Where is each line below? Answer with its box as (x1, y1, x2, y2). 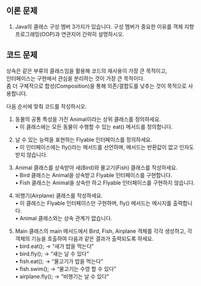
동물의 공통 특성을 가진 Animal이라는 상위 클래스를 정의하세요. (14, 115, 161, 123)
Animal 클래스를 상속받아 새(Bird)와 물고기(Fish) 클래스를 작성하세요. (14, 164, 178, 171)
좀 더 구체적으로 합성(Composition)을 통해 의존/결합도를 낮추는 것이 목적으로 (6, 82, 187, 89)
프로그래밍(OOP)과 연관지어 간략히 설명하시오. (14, 30, 125, 37)
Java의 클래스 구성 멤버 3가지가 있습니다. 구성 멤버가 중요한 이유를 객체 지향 (14, 23, 194, 30)
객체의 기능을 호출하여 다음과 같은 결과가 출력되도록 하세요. (14, 235, 154, 242)
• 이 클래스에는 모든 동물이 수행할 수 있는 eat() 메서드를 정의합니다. (14, 123, 173, 130)
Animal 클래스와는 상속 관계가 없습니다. (19, 214, 113, 222)
